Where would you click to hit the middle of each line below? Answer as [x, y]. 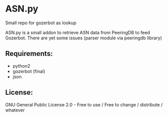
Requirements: [29, 54]
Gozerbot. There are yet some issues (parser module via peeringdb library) [84, 38]
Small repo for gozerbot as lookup [41, 23]
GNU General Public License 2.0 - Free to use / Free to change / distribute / [84, 104]
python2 [21, 66]
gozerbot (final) [29, 71]
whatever [15, 110]
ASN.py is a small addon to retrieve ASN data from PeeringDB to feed [78, 32]
